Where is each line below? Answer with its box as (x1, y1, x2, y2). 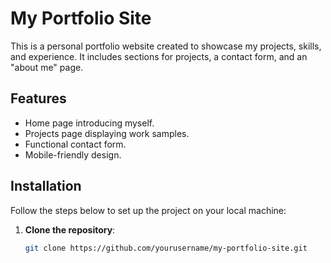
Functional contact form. (24, 138, 127, 150)
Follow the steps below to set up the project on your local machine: (10, 204, 287, 216)
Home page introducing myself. (24, 117, 155, 129)
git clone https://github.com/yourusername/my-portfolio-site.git (24, 243, 308, 253)
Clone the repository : (24, 223, 116, 236)
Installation (10, 178, 82, 195)
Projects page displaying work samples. (24, 127, 190, 139)
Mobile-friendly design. (24, 148, 122, 161)
